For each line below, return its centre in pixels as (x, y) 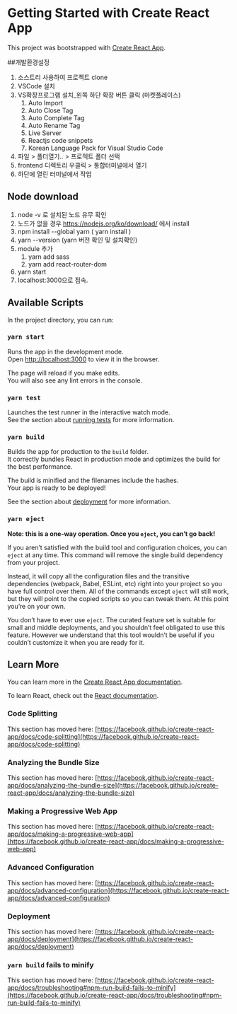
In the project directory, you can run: (60, 320)
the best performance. (40, 467)
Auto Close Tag (51, 110)
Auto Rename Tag (54, 125)
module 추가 (35, 248)
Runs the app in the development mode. (65, 351)
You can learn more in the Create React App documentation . (95, 682)
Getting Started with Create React (109, 13)
